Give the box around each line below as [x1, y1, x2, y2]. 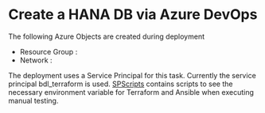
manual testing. [8, 96, 59, 105]
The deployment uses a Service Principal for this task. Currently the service [8, 70, 256, 80]
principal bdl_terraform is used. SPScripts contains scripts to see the [8, 79, 233, 89]
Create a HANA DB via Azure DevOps [8, 6, 258, 24]
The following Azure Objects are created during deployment [8, 32, 205, 41]
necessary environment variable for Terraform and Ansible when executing [8, 87, 255, 96]
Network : [19, 55, 53, 65]
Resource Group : [19, 47, 78, 56]
